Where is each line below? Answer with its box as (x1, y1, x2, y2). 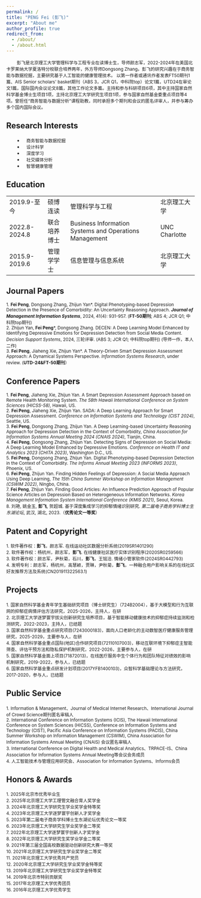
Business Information (70, 219, 130, 227)
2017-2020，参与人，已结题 (6, 672, 64, 678)
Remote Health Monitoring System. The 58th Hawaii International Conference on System (6, 397, 188, 404)
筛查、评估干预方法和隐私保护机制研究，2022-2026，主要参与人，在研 (6, 646, 152, 653)
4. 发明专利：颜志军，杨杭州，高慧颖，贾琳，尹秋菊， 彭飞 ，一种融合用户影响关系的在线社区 (6, 562, 195, 568)
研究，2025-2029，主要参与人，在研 (6, 633, 83, 639)
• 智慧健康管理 (17, 162, 53, 169)
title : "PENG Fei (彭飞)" (6, 14, 69, 20)
